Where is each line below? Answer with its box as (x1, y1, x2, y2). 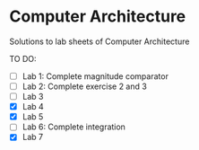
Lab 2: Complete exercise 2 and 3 (22, 81, 148, 92)
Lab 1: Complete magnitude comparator (22, 70, 169, 82)
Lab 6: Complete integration (22, 121, 125, 132)
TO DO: (9, 53, 38, 64)
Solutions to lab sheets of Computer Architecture (9, 36, 190, 47)
